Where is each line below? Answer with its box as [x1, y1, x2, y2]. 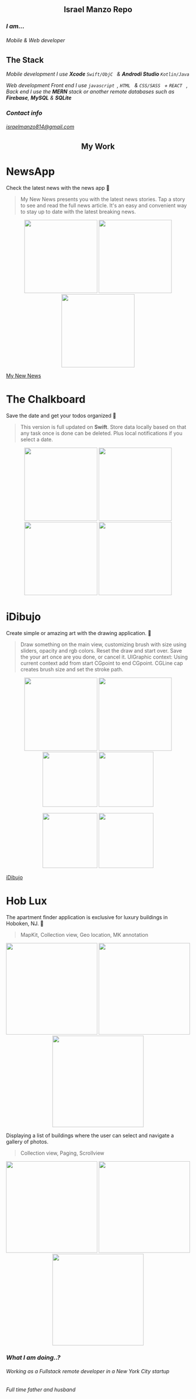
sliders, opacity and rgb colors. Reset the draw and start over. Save [20, 647, 183, 654]
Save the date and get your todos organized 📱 [6, 412, 117, 419]
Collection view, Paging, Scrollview [20, 1149, 104, 1156]
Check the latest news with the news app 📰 [6, 185, 110, 191]
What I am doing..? [6, 1353, 61, 1362]
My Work [80, 142, 116, 152]
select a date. [20, 436, 54, 443]
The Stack [6, 55, 44, 65]
